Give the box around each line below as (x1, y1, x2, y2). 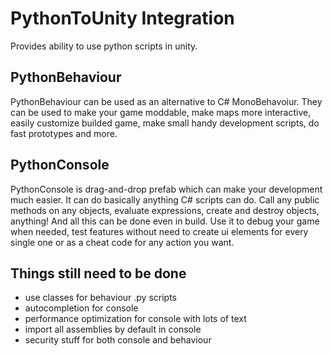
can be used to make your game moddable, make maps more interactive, (10, 106, 312, 118)
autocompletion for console (24, 302, 139, 314)
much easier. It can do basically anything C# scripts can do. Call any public (10, 193, 320, 206)
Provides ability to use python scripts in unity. (10, 40, 198, 52)
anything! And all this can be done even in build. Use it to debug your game (10, 215, 320, 227)
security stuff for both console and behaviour (24, 334, 212, 346)
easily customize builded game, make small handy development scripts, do (10, 117, 320, 129)
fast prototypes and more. (10, 127, 118, 139)
